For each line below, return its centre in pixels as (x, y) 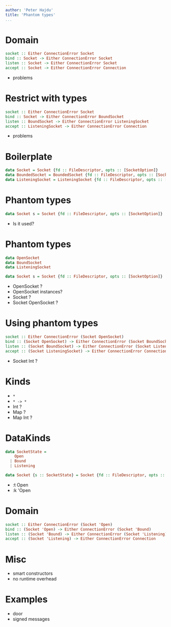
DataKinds (28, 438)
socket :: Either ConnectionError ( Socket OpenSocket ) (65, 337)
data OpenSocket (22, 258)
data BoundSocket (24, 263)
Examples (26, 600)
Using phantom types (52, 323)
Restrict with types (46, 98)
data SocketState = (26, 452)
